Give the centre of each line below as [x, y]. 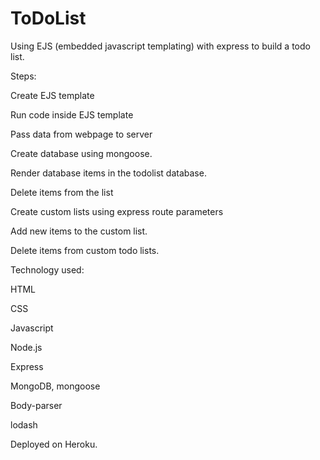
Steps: [23, 76]
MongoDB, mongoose [55, 386]
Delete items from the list [62, 192]
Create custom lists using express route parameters [117, 211]
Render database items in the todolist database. [108, 173]
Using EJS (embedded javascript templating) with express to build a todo [160, 46]
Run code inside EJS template [72, 114]
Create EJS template [52, 95]
